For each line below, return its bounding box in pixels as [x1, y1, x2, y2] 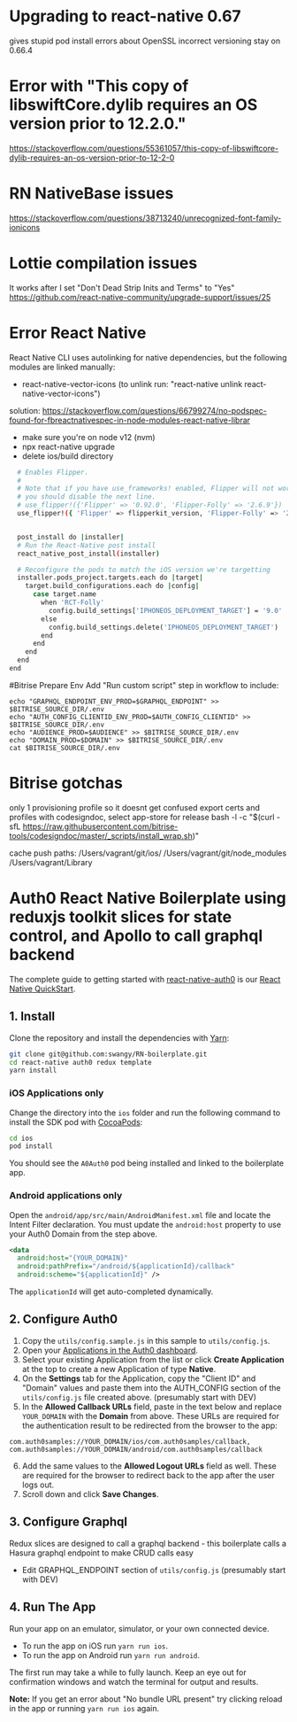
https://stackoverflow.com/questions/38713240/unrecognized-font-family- [9, 213, 282, 223]
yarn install [9, 1066, 57, 1075]
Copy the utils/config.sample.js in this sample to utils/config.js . [21, 1335, 270, 1346]
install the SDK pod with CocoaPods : [9, 1116, 143, 1127]
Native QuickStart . [9, 983, 76, 994]
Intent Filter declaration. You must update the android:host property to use [9, 1219, 281, 1229]
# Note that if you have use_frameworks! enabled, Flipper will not [17, 485, 275, 493]
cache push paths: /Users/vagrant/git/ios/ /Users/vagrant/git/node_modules [9, 848, 287, 858]
